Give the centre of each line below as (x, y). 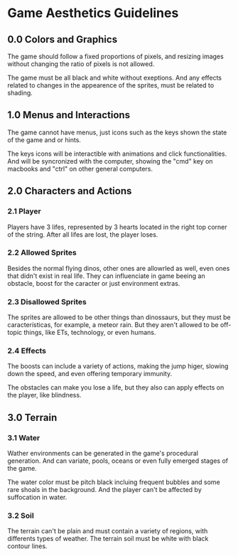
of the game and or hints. (44, 139)
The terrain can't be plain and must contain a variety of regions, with (108, 531)
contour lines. (27, 546)
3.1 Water (24, 437)
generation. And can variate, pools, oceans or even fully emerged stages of (118, 461)
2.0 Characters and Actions (70, 191)
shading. (20, 93)
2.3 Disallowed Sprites (47, 301)
